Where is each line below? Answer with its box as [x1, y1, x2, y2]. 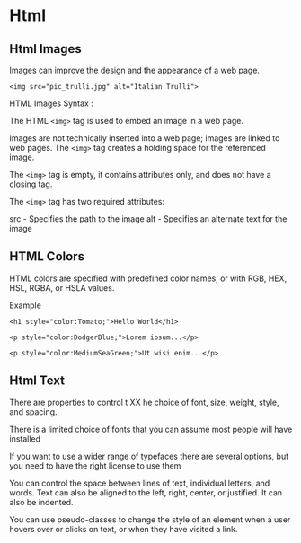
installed [9, 433, 41, 444]
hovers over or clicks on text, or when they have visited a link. [9, 523, 238, 534]
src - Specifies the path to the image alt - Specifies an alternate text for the [9, 214, 288, 224]
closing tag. [9, 179, 53, 189]
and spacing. [9, 406, 58, 417]
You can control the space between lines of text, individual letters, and [9, 477, 270, 488]
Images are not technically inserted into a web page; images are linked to [9, 133, 280, 144]
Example [9, 300, 42, 311]
